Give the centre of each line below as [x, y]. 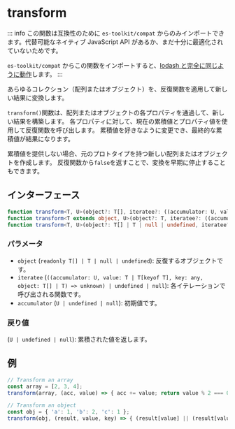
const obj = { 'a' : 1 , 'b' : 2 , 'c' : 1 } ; [69, 412]
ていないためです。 [35, 50]
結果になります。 [50, 138]
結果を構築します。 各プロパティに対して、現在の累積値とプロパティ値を [117, 121]
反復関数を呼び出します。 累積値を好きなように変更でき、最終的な [121, 130]
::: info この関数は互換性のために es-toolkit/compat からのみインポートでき [116, 33]
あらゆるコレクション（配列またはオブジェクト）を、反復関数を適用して [111, 89]
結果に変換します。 [41, 97]
